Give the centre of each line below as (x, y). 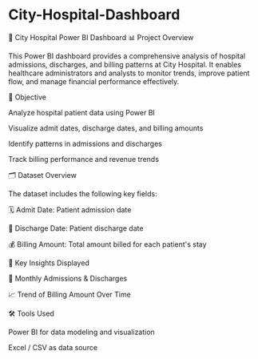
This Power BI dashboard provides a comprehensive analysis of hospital (127, 56)
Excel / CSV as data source (53, 347)
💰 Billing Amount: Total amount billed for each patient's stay (107, 244)
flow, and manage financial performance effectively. (94, 81)
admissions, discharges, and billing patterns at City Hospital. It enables (125, 64)
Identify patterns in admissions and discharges (85, 143)
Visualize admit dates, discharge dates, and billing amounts (106, 128)
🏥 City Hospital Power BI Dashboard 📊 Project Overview (101, 37)
